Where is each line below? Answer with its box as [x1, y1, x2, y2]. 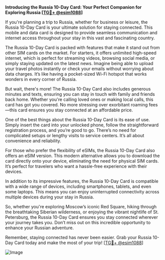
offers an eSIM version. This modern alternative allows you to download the [5, 153, 160, 159]
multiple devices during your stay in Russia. [5, 194, 94, 200]
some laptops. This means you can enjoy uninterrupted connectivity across [5, 189, 160, 194]
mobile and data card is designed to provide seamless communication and [5, 30, 158, 35]
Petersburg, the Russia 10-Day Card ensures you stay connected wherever [5, 214, 158, 220]
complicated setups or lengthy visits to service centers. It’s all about [5, 133, 145, 138]
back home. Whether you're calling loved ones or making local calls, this [5, 96, 154, 102]
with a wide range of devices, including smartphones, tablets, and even [5, 183, 152, 189]
